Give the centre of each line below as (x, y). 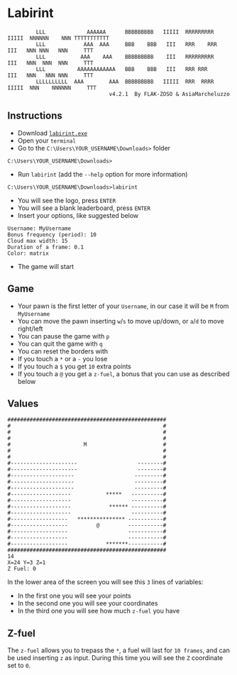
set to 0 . (19, 666)
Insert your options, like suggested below (78, 215)
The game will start (46, 266)
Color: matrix (28, 253)
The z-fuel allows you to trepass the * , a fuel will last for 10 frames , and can (119, 650)
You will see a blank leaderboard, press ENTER (84, 208)
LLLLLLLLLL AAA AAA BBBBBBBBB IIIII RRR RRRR (125, 82)
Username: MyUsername (39, 229)
